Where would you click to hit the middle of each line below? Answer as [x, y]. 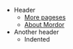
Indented [37, 39]
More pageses [45, 17]
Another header [36, 32]
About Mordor [44, 24]
